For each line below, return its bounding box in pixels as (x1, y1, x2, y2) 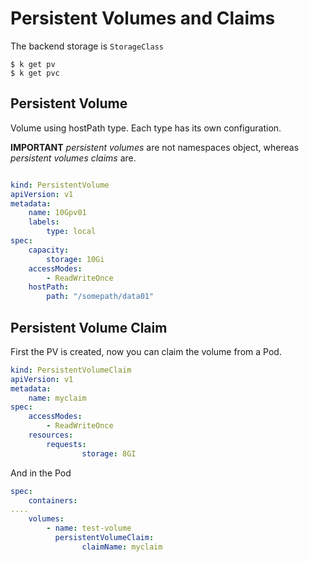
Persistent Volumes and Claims (10, 7, 276, 30)
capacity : (28, 245, 70, 255)
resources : (28, 430, 74, 441)
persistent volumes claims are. (10, 152, 137, 164)
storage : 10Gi (46, 254, 105, 264)
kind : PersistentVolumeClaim (10, 365, 132, 375)
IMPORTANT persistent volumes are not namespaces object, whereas (10, 141, 300, 153)
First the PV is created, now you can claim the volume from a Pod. (10, 345, 282, 357)
